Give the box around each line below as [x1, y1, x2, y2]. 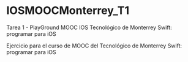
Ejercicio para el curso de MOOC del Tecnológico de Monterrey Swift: [6, 42, 182, 49]
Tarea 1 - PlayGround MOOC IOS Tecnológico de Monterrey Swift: [6, 24, 173, 31]
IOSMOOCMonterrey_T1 [6, 4, 130, 18]
